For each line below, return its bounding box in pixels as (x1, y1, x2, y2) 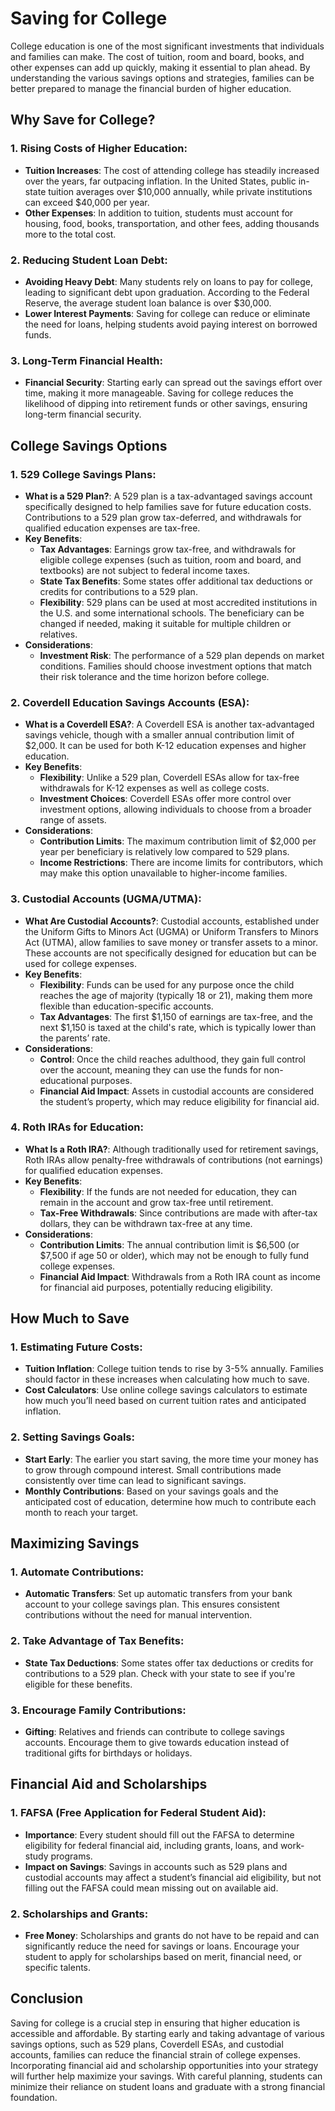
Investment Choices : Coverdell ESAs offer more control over (39, 793, 292, 805)
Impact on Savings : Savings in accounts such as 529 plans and (24, 1860, 288, 1872)
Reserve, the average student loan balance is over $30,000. (24, 297, 272, 309)
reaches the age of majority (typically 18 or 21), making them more (39, 989, 313, 1001)
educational (39, 1074, 89, 1086)
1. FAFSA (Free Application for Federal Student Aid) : (10, 1806, 267, 1820)
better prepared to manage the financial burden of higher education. (10, 82, 292, 94)
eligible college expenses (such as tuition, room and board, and (39, 553, 302, 566)
